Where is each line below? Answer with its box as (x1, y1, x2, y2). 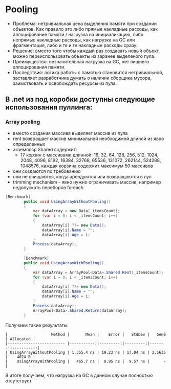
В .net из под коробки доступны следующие (5, 95, 155, 104)
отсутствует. (5, 377, 33, 384)
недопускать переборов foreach (12, 184, 83, 190)
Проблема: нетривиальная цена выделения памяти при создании (12, 20, 157, 27)
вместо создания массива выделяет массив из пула (12, 130, 128, 136)
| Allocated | (5, 336, 36, 341)
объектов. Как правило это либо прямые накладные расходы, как (12, 26, 158, 32)
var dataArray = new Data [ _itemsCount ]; (32, 209, 120, 214)
